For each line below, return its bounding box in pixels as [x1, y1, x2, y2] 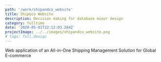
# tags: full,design [5, 34, 47, 39]
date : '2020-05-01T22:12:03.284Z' [5, 25, 76, 30]
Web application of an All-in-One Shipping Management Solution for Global [5, 47, 156, 53]
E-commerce [5, 52, 32, 58]
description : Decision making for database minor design [5, 16, 123, 21]
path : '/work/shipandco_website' [5, 7, 73, 12]
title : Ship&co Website [5, 12, 54, 16]
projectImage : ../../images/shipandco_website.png [5, 30, 110, 34]
